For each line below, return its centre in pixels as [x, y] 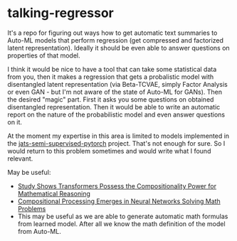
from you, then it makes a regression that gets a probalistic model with [111, 77]
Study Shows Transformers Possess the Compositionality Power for [117, 186]
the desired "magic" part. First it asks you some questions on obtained [111, 99]
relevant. [20, 159]
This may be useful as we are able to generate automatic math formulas [123, 216]
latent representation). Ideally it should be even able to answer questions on [118, 48]
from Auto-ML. [39, 231]
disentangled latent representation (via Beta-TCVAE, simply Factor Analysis [117, 84]
